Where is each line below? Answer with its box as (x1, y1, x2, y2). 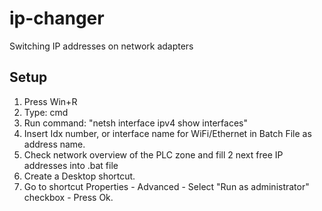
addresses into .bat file (23, 159, 119, 171)
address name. (23, 138, 86, 150)
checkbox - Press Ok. (23, 191, 114, 203)
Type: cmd (23, 106, 69, 118)
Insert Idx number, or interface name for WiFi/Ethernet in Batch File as (23, 127, 312, 139)
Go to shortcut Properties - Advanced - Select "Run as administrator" (23, 180, 310, 192)
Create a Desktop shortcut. (23, 170, 136, 182)
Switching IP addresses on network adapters (9, 40, 194, 52)
